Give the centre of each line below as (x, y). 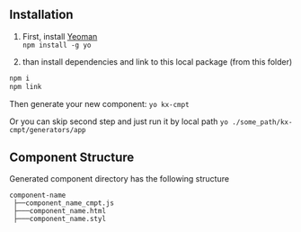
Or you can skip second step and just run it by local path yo (119, 121)
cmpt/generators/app (48, 129)
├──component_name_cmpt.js (64, 203)
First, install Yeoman (60, 36)
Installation (41, 15)
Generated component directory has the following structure (120, 179)
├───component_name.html (59, 211)
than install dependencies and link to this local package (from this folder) (157, 61)
